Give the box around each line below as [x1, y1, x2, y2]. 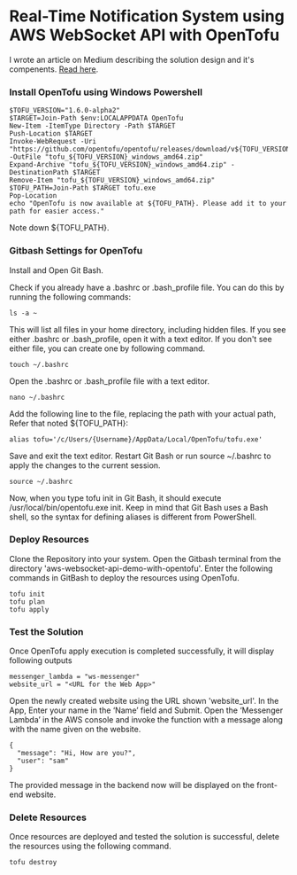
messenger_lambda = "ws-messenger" [9, 672, 141, 682]
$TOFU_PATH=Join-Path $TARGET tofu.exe [9, 184, 156, 192]
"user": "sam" [17, 756, 69, 766]
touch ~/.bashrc [9, 360, 69, 369]
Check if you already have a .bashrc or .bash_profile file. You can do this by [9, 282, 285, 293]
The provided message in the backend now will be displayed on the [9, 780, 255, 791]
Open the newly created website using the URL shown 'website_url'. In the [9, 696, 279, 707]
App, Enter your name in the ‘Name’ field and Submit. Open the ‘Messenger [9, 705, 284, 715]
